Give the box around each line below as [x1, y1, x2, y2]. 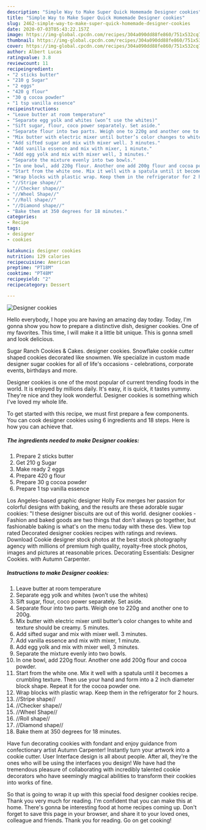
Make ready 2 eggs [15, 465, 65, 473]
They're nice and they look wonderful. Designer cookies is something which [7, 391, 199, 398]
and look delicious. [7, 335, 54, 343]
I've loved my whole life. [7, 398, 68, 405]
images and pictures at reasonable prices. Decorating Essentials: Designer [7, 548, 195, 556]
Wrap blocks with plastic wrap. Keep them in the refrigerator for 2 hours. [15, 689, 199, 696]
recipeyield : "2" [7, 276, 51, 282]
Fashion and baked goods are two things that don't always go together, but [7, 516, 196, 523]
